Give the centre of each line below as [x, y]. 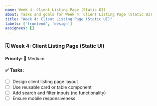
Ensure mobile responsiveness [44, 98]
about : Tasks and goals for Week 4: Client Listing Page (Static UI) [79, 14]
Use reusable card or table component [52, 87]
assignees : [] [20, 28]
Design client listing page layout [45, 81]
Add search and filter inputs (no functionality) [59, 93]
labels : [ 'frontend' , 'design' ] [39, 24]
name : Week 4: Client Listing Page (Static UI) [56, 10]
